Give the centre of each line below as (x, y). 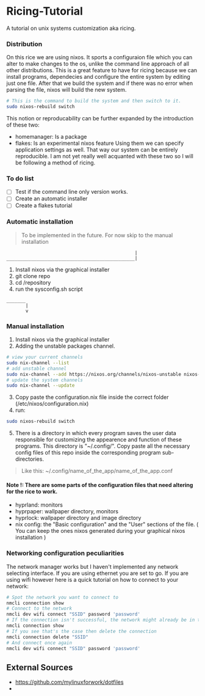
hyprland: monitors (39, 505)
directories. (30, 459)
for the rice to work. (32, 491)
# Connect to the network (39, 609)
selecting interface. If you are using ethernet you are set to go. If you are (98, 573)
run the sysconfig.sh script (49, 289)
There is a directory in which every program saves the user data (96, 433)
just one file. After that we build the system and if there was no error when (100, 83)
